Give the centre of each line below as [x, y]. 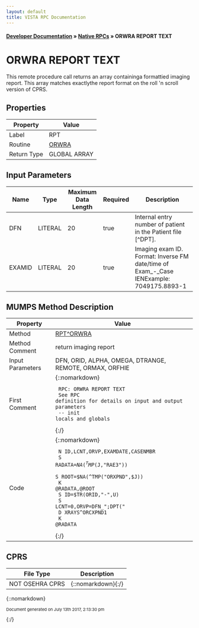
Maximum [82, 192]
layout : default [26, 12]
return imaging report [85, 347]
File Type [37, 573]
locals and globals [83, 419]
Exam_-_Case [154, 271]
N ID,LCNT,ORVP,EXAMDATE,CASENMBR [107, 452]
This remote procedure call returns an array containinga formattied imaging [98, 77]
